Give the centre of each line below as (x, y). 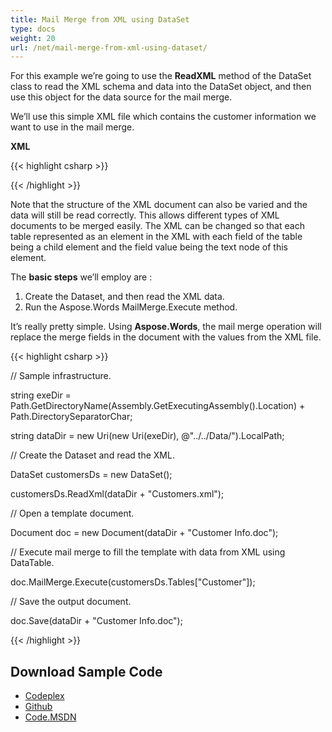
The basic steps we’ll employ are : (81, 277)
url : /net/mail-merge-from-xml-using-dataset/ (109, 47)
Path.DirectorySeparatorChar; (71, 417)
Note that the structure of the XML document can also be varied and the (159, 205)
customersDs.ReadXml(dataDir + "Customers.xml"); (117, 494)
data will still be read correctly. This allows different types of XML (145, 215)
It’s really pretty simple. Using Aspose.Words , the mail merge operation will (166, 327)
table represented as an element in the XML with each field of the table (156, 237)
